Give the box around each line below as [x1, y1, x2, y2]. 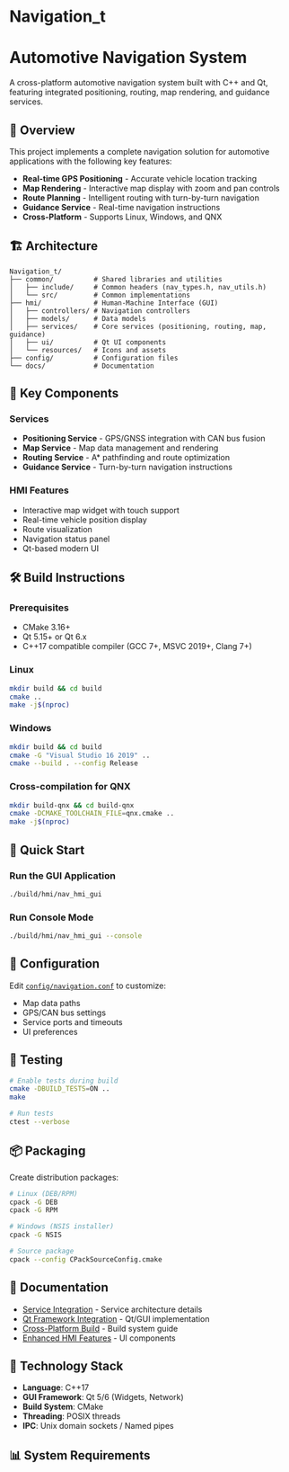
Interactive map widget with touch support [22, 504, 180, 515]
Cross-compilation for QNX [9, 781, 132, 793]
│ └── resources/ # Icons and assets [9, 345, 167, 354]
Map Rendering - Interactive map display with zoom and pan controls [22, 183, 280, 193]
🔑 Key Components [9, 386, 119, 401]
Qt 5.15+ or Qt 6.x [22, 631, 87, 642]
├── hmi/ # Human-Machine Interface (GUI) [9, 299, 219, 308]
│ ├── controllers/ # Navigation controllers [9, 306, 191, 316]
